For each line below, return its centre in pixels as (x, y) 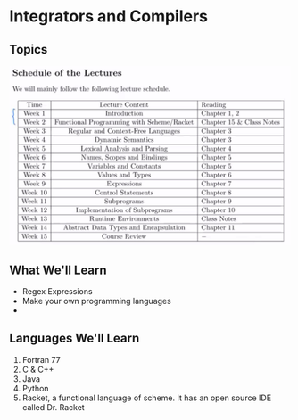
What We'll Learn (58, 270)
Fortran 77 (41, 359)
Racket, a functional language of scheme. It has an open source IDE (147, 398)
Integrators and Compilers (108, 16)
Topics (29, 49)
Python (35, 388)
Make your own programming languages (96, 301)
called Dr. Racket (53, 407)
